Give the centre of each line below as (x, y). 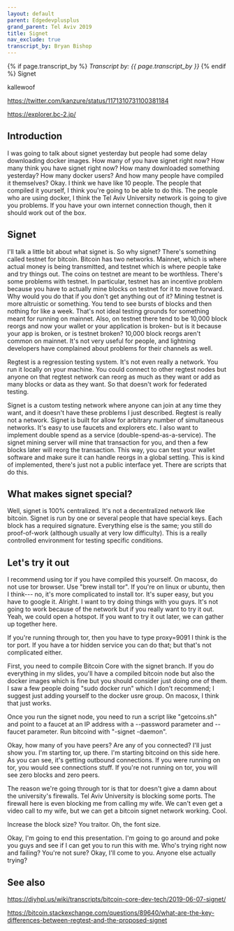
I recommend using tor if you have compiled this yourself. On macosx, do (112, 580)
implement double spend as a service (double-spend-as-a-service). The (112, 435)
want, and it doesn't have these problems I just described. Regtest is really (115, 412)
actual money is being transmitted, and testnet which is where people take (114, 266)
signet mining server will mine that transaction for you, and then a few (108, 442)
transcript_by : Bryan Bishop (50, 46)
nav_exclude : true (34, 40)
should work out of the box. (47, 212)
